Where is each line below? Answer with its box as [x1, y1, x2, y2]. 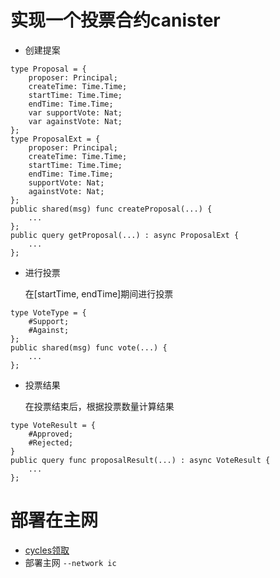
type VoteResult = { [10, 420, 97, 430]
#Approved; [28, 429, 74, 439]
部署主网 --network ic [24, 556, 117, 568]
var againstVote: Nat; [28, 116, 123, 126]
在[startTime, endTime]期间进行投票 [24, 287, 174, 300]
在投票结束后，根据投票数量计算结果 [24, 400, 175, 412]
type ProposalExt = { [10, 134, 101, 144]
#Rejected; [28, 437, 74, 448]
